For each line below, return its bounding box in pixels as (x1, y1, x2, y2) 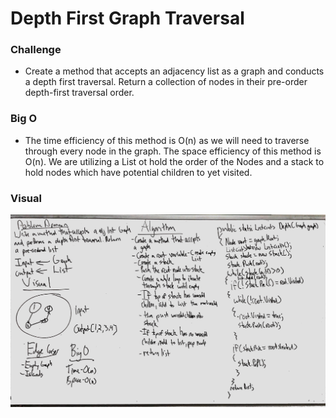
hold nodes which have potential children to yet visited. (24, 166, 253, 178)
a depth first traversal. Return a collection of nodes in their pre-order (24, 76, 308, 88)
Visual (10, 191, 42, 205)
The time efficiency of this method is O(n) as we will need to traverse (24, 134, 310, 146)
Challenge (10, 43, 62, 57)
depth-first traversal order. (24, 87, 135, 99)
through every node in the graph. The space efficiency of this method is (24, 145, 322, 157)
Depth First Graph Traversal (10, 7, 245, 30)
